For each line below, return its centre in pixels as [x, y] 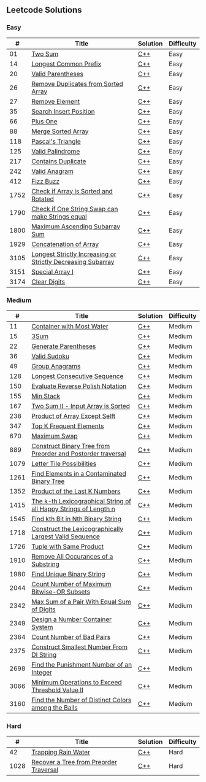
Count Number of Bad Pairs [71, 637]
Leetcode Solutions [44, 10]
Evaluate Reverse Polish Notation [79, 386]
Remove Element [56, 101]
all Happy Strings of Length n [73, 509]
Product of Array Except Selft [74, 416]
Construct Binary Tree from [71, 446]
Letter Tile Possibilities [64, 463]
